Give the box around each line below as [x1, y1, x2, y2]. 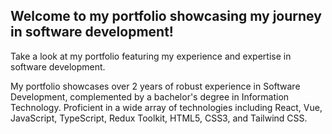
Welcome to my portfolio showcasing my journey [10, 8, 322, 25]
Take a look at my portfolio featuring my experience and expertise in [10, 50, 292, 62]
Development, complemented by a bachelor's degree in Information [10, 90, 290, 103]
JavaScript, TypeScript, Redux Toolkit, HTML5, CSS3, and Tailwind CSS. [10, 112, 308, 124]
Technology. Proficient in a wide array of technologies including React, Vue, [10, 101, 323, 113]
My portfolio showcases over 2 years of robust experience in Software [10, 80, 301, 92]
